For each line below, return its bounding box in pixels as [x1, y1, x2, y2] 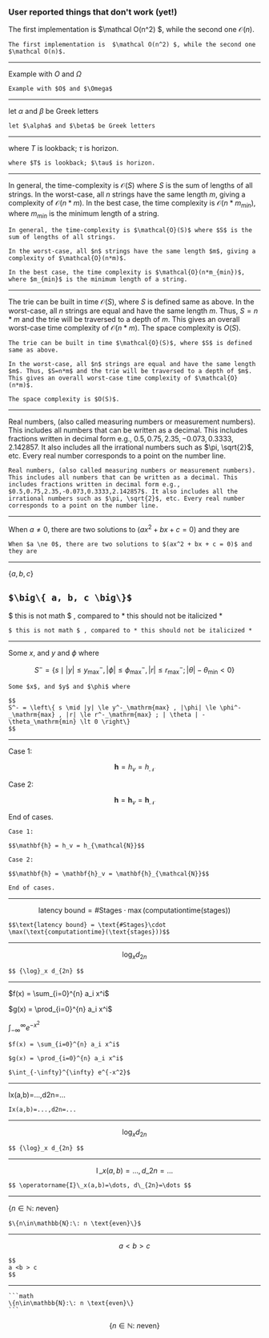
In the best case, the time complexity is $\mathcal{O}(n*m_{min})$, [8, 268, 246, 276]
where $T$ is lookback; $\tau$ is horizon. [8, 159, 156, 167]
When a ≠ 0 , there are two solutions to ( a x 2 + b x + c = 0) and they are [8, 523, 240, 534]
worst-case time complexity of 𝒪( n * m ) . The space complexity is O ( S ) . [8, 323, 242, 332]
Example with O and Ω [8, 69, 82, 79]
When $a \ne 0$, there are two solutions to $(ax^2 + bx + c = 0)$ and [8, 540, 252, 548]
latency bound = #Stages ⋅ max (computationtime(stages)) [38, 905, 231, 915]
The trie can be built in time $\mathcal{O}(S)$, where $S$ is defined [8, 339, 252, 347]
